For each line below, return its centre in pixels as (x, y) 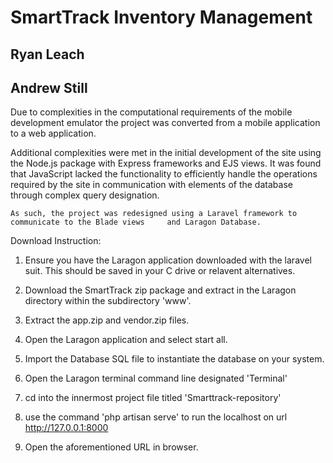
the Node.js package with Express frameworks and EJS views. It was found (166, 163)
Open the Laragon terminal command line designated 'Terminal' (156, 378)
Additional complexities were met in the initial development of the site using (166, 153)
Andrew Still (49, 87)
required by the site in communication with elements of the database (151, 185)
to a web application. (53, 133)
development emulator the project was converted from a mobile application (165, 123)
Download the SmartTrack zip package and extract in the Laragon (160, 290)
